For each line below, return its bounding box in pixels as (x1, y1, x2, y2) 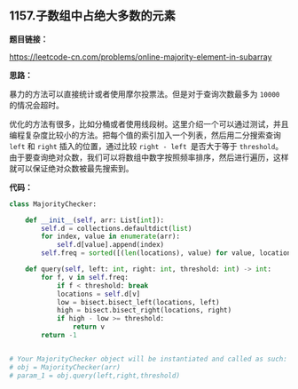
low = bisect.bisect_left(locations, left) (56, 298, 220, 306)
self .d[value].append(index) (56, 241, 165, 250)
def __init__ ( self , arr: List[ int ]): (25, 216, 165, 225)
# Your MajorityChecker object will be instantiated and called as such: (9, 354, 288, 363)
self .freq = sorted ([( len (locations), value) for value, (41, 249, 255, 258)
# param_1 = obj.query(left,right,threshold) (9, 371, 180, 380)
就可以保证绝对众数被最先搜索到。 (9, 163, 134, 173)
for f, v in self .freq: (41, 273, 129, 282)
